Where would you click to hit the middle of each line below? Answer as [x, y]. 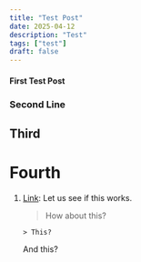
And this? [40, 249]
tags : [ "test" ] [38, 43]
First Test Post [37, 81]
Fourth [35, 173]
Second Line [38, 104]
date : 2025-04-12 [42, 26]
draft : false [34, 52]
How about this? [76, 216]
